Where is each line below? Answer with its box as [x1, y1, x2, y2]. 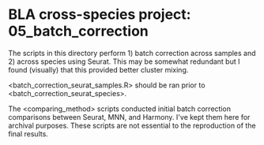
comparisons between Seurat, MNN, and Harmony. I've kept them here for [8, 112, 251, 121]
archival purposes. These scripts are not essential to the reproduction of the [8, 121, 256, 130]
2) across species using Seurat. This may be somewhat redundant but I [8, 57, 240, 66]
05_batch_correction [8, 22, 149, 40]
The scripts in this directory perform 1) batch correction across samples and [8, 48, 256, 58]
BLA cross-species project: [8, 6, 191, 24]
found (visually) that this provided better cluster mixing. [8, 65, 189, 74]
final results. [8, 128, 49, 139]
